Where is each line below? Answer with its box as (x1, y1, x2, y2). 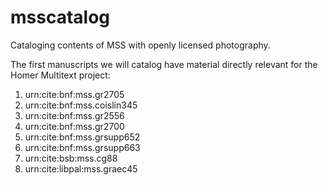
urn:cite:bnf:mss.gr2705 (24, 88, 125, 100)
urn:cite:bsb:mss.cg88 (24, 152, 118, 164)
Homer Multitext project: (10, 69, 111, 81)
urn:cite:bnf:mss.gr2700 (24, 120, 125, 132)
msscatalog (10, 6, 111, 29)
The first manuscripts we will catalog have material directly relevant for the (10, 58, 318, 70)
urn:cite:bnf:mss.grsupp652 (24, 131, 141, 143)
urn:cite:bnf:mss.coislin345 (24, 99, 138, 111)
